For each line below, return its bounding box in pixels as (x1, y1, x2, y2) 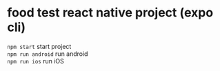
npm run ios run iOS (7, 57, 64, 65)
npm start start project (7, 42, 72, 50)
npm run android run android (7, 50, 88, 58)
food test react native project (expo (7, 5, 214, 21)
